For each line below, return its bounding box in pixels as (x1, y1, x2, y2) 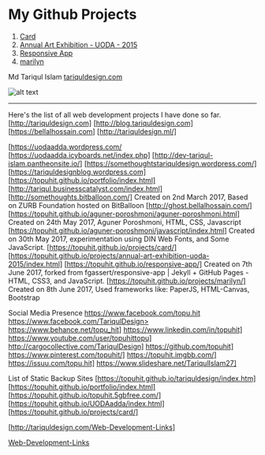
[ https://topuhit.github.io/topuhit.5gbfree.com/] (8, 390, 162, 400)
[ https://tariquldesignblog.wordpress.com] (8, 167, 147, 177)
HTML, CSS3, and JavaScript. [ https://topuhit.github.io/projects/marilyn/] (8, 276, 246, 285)
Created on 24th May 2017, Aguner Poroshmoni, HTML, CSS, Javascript (8, 217, 242, 226)
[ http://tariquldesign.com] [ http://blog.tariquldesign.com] (8, 118, 193, 128)
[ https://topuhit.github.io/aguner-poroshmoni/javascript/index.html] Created (8, 226, 255, 235)
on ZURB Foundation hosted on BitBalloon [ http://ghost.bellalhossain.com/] (8, 200, 252, 210)
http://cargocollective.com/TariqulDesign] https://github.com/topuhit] (8, 341, 234, 351)
